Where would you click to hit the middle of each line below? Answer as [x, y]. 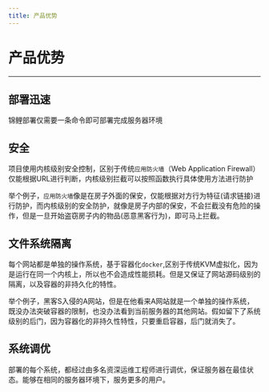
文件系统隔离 [40, 244]
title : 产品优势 [33, 16]
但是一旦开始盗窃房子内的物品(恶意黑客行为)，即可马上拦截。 [123, 216]
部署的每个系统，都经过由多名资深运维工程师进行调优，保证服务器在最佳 [127, 370]
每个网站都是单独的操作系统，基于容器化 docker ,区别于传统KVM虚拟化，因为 [133, 264]
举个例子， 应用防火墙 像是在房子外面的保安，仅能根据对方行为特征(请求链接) [131, 196]
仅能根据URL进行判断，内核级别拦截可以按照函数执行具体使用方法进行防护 [131, 179]
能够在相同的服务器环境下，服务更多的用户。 [96, 379]
